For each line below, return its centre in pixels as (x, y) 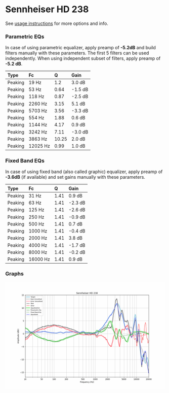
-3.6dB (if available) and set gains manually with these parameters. (75, 177)
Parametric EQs (25, 37)
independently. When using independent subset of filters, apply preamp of (83, 58)
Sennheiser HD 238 (47, 9)
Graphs (14, 274)
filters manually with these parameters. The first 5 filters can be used (77, 53)
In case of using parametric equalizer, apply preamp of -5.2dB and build (80, 48)
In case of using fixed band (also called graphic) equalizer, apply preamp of (84, 172)
